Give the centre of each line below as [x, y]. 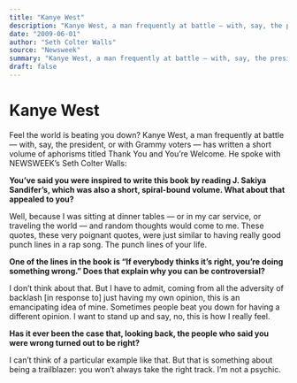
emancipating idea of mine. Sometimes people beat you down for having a [145, 307]
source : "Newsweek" [45, 50]
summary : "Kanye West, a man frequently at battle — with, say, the [138, 58]
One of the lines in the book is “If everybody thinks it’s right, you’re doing [146, 261]
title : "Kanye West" [47, 17]
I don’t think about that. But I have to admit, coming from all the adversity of [147, 287]
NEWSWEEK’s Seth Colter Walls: [68, 163]
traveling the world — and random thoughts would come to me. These [137, 226]
